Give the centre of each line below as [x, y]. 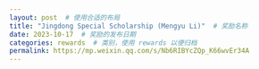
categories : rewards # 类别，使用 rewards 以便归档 [104, 43]
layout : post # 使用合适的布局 [65, 17]
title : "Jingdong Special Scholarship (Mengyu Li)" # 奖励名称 [129, 26]
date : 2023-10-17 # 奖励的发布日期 [73, 34]
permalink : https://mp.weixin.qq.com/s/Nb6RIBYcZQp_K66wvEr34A [129, 51]
